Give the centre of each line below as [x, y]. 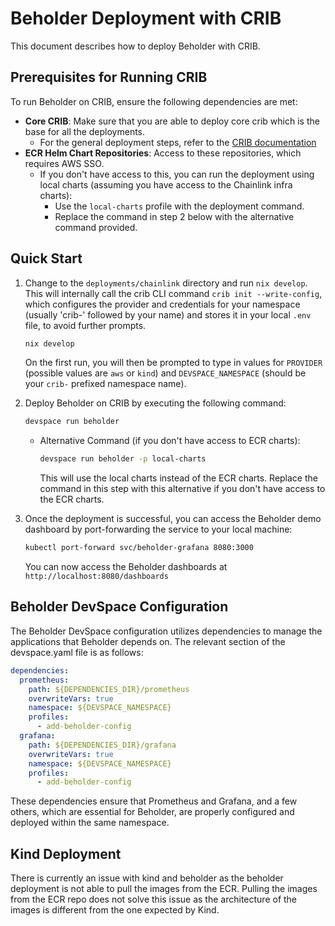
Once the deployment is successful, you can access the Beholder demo [173, 519]
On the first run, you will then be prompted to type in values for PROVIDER [173, 363]
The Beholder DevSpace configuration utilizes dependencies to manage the [166, 631]
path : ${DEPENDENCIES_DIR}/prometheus [109, 689]
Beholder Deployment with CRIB [146, 18]
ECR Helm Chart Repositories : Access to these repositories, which [163, 153]
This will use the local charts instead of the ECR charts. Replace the [178, 478]
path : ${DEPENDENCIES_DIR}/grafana [102, 745]
